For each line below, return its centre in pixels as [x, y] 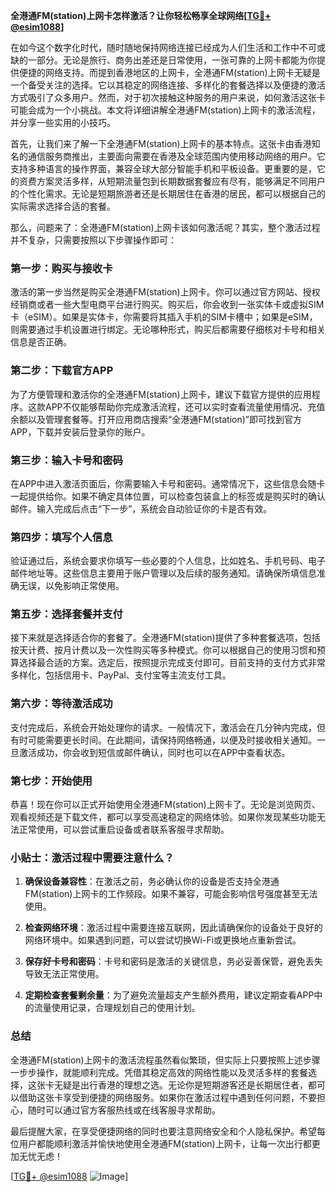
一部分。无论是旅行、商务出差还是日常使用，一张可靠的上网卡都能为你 [172, 60]
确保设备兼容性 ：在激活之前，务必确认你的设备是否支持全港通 [152, 881]
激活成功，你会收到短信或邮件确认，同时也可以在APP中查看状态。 [154, 752]
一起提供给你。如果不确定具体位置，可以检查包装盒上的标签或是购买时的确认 [168, 496]
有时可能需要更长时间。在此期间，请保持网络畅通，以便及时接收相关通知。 [163, 740]
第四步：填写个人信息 [61, 537]
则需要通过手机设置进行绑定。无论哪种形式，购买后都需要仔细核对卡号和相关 [168, 330]
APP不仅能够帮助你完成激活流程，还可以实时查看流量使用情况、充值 [185, 406]
